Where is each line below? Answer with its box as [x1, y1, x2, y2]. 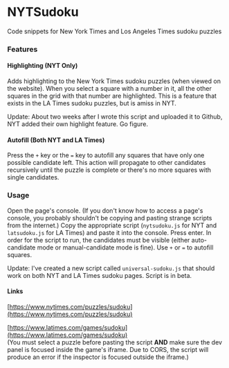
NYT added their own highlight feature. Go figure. [7, 120, 149, 128]
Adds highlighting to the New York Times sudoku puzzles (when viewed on [7, 77, 221, 85]
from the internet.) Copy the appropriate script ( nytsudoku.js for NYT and [7, 221, 217, 229]
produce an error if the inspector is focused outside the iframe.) [7, 353, 189, 361]
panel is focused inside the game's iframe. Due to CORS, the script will [7, 345, 209, 353]
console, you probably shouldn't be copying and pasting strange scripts [7, 213, 212, 222]
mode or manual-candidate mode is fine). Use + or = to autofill [37, 243, 214, 252]
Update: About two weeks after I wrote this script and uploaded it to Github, [7, 112, 223, 121]
